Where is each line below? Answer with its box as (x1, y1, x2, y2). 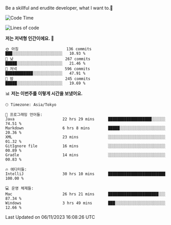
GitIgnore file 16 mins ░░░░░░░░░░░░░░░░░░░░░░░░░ (5, 144, 166, 149)
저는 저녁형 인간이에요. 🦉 (5, 35, 55, 41)
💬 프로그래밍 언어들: (5, 112, 43, 117)
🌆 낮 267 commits (5, 56, 91, 62)
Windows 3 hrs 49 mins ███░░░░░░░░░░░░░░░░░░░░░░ (5, 200, 166, 206)
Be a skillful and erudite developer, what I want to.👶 (5, 5, 113, 11)
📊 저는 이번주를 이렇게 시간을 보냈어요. (5, 90, 83, 96)
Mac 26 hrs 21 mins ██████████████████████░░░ (5, 192, 166, 197)
